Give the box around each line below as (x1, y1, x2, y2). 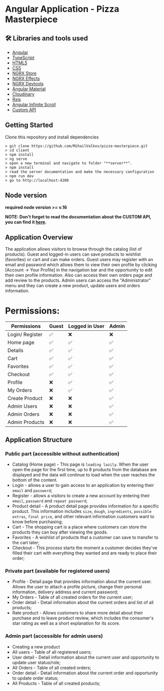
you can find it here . (5, 219, 47, 225)
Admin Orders (7, 411, 40, 418)
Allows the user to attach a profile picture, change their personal (12, 584, 142, 590)
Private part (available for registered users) (5, 567, 110, 574)
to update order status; (12, 675, 59, 681)
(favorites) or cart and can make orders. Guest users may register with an (5, 257, 153, 263)
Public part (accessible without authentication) (5, 450, 120, 457)
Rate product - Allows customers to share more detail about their (12, 610, 143, 616)
